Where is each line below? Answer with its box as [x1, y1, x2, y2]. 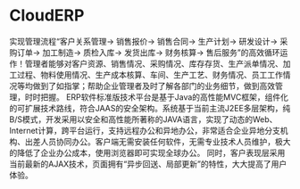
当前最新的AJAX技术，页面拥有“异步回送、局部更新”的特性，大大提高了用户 [9, 158, 287, 169]
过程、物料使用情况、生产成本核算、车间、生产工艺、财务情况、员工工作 [16, 69, 283, 80]
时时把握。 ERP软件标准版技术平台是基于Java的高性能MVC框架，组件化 [24, 91, 288, 103]
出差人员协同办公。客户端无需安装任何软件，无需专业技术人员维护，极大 [24, 136, 291, 147]
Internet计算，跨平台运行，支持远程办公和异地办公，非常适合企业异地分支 [9, 125, 281, 136]
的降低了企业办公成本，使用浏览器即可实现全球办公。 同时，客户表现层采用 [9, 147, 286, 158]
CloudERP [9, 5, 85, 26]
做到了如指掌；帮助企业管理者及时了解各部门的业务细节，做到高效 [32, 80, 275, 91]
